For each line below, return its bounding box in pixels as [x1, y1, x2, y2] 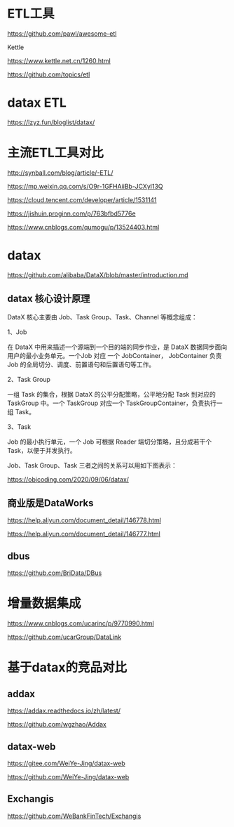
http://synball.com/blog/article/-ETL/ [7, 168, 113, 177]
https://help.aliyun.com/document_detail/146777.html [7, 530, 161, 538]
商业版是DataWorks [7, 497, 94, 509]
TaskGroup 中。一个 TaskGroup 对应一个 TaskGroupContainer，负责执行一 [7, 399, 223, 407]
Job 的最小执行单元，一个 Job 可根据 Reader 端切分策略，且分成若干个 [7, 437, 212, 446]
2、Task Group [7, 375, 51, 383]
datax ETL [7, 95, 67, 111]
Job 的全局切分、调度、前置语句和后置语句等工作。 [7, 360, 156, 369]
